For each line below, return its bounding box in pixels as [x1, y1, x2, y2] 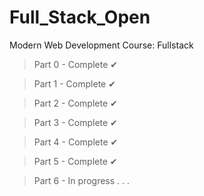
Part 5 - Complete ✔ [33, 155, 118, 167]
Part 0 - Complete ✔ [33, 58, 119, 70]
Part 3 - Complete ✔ [33, 116, 118, 128]
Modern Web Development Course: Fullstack [9, 39, 194, 51]
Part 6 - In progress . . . [33, 174, 131, 186]
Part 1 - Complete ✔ [33, 77, 116, 90]
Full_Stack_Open [9, 6, 151, 29]
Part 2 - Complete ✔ [33, 97, 118, 109]
